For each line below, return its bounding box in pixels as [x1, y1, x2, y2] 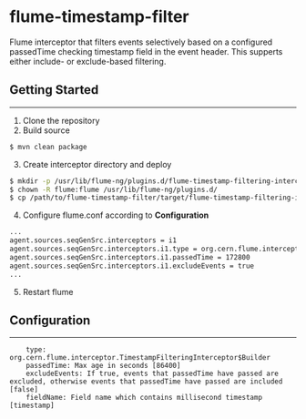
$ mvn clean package [9, 142, 88, 151]
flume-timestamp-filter [9, 6, 189, 27]
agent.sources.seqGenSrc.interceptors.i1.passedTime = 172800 [9, 252, 250, 261]
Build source [22, 125, 70, 136]
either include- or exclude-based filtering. [9, 56, 167, 66]
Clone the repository [22, 115, 100, 126]
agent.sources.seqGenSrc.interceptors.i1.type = [9, 244, 198, 253]
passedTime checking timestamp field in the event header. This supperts [9, 46, 283, 56]
